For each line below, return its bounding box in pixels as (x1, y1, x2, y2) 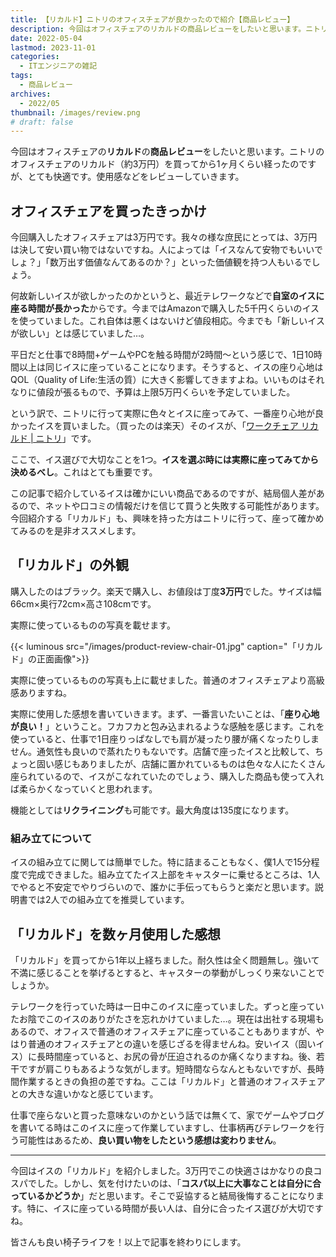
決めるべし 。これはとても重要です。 (10, 466, 158, 478)
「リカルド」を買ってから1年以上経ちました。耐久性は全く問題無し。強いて (10, 954, 320, 966)
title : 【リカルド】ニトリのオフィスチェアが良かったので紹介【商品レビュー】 (10, 14, 295, 25)
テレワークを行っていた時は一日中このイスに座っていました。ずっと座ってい (10, 1000, 325, 1012)
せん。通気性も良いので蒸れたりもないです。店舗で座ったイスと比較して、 (10, 745, 315, 757)
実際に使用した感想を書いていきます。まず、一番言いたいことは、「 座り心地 (10, 707, 320, 720)
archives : (10, 89, 52, 99)
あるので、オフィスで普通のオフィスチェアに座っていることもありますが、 (10, 1025, 316, 1037)
